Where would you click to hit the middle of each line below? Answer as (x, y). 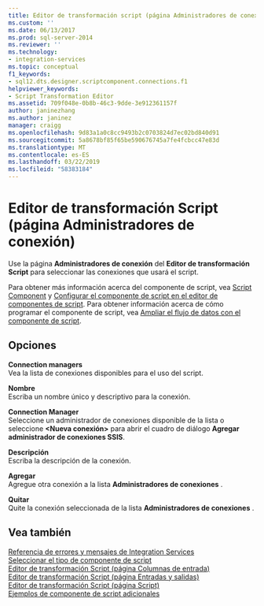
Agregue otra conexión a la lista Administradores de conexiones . (115, 484)
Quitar (19, 499)
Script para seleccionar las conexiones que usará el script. (103, 272)
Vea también (40, 533)
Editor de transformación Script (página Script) (84, 585)
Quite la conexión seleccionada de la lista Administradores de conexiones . (131, 507)
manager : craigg (35, 125)
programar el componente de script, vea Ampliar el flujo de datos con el (125, 312)
